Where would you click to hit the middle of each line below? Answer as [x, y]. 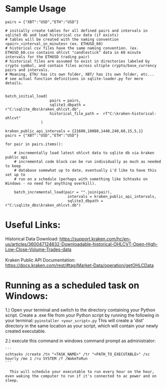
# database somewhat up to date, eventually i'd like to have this [85, 170]
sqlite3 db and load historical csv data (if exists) [62, 35]
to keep [13, 166]
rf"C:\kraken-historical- [129, 113]
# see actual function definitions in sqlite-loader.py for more [74, 79]
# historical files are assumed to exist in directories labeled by [78, 61]
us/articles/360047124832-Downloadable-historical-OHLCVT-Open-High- [82, 244]
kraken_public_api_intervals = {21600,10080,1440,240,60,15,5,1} [74, 131]
